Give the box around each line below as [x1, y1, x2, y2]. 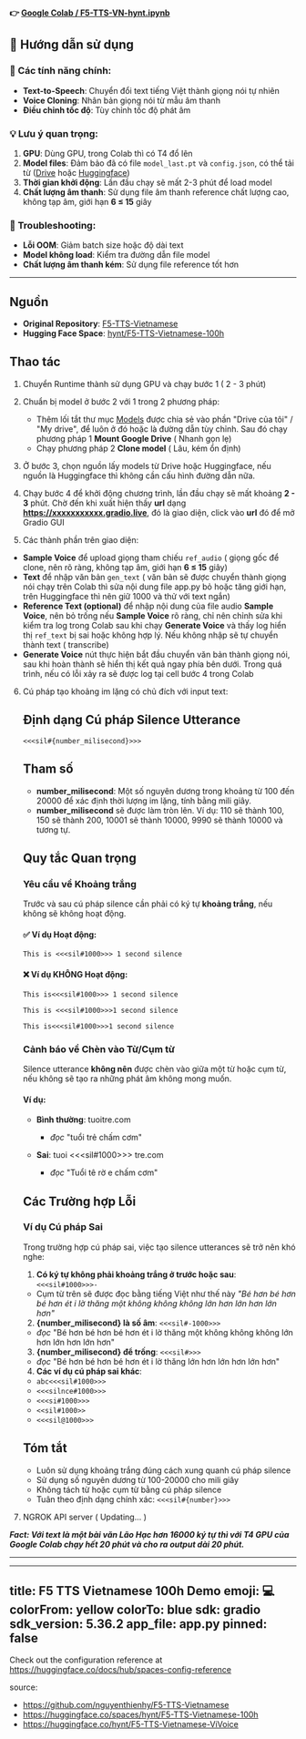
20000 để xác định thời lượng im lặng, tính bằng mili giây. [36, 795, 252, 806]
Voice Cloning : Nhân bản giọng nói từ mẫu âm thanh [22, 95, 221, 106]
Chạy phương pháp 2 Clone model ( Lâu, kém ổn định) [36, 443, 241, 454]
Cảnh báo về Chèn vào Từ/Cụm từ [22, 1042, 175, 1055]
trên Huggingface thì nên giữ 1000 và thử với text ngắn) [22, 590, 230, 601]
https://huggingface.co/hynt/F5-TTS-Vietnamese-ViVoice [22, 1719, 239, 1730]
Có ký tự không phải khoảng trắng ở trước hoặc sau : [36, 1269, 237, 1280]
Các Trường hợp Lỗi [22, 1193, 137, 1209]
